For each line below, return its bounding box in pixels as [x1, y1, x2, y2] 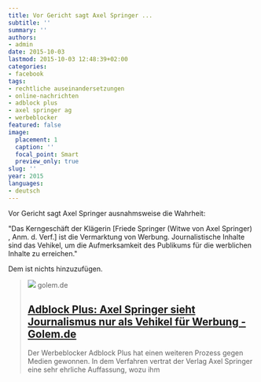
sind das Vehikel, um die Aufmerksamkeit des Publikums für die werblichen [8, 241, 252, 250]
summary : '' [8, 26, 47, 34]
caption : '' [15, 143, 55, 151]
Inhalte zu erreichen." [8, 248, 78, 258]
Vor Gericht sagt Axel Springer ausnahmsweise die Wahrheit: [8, 208, 206, 218]
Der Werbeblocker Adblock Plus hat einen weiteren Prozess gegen [27, 348, 244, 358]
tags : [8, 77, 26, 85]
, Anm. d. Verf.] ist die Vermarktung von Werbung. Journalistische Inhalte [8, 232, 245, 241]
